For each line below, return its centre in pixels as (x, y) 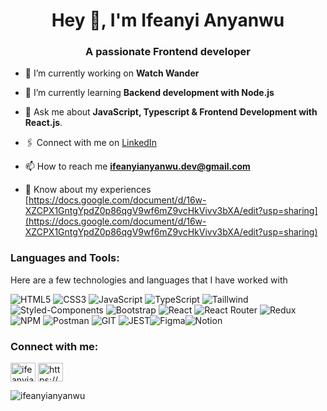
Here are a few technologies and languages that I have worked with (149, 280)
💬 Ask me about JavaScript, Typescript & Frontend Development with (171, 112)
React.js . (43, 123)
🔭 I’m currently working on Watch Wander (112, 73)
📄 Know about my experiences (88, 190)
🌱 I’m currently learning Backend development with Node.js (149, 93)
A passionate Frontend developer (168, 52)
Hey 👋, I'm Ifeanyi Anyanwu (168, 20)
